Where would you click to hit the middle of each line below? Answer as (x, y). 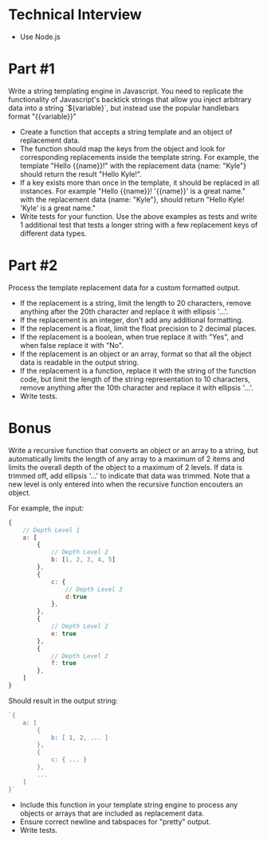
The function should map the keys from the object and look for (122, 148)
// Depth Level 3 (94, 589)
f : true (64, 663)
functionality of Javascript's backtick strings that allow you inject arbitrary (130, 99)
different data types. (53, 233)
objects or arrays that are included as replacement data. (112, 813)
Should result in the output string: (63, 700)
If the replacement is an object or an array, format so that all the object (135, 354)
